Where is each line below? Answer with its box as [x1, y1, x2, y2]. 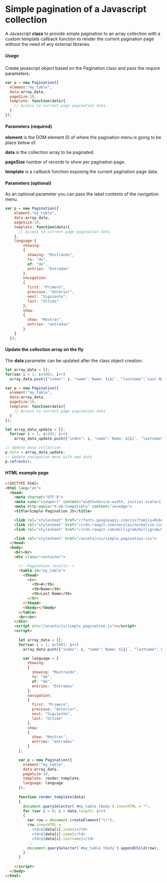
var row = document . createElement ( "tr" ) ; [27, 818, 114, 823]
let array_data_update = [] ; [5, 427, 66, 432]
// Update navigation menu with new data [5, 454, 92, 459]
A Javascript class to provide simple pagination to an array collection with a [5, 30, 161, 36]
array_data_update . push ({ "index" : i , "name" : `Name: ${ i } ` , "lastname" [14, 436, 164, 441]
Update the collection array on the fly [5, 346, 83, 352]
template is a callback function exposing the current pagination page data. [5, 168, 159, 175]
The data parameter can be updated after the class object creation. [5, 357, 143, 363]
